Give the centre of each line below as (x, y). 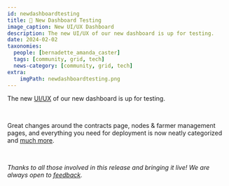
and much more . (31, 141)
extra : (17, 72)
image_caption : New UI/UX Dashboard (61, 27)
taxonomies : (25, 46)
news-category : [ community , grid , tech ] (73, 66)
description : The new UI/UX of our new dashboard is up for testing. (111, 33)
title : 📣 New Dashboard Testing (54, 20)
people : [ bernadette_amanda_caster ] (67, 53)
